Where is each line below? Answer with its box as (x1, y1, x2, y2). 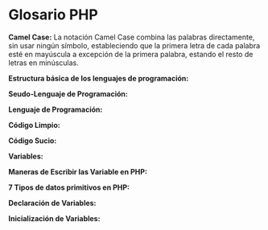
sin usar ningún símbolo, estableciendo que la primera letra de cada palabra (8, 40, 261, 50)
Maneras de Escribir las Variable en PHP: (8, 166, 147, 176)
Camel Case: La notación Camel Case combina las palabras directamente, (8, 32, 255, 42)
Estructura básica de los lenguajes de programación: (8, 73, 189, 83)
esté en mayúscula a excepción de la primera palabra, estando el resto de (8, 49, 254, 59)
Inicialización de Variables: (8, 213, 101, 223)
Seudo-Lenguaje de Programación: (8, 88, 129, 98)
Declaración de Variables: (8, 198, 97, 207)
